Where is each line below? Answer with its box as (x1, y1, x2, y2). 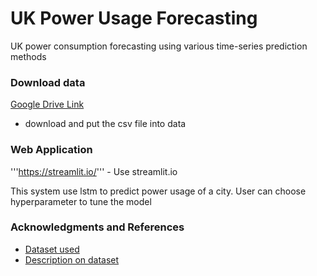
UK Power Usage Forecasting (10, 7, 258, 30)
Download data (10, 75, 86, 89)
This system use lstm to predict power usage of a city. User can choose (10, 185, 307, 197)
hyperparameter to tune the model (10, 195, 152, 207)
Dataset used (24, 243, 80, 255)
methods (10, 50, 47, 62)
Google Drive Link (10, 98, 85, 111)
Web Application (10, 143, 93, 157)
